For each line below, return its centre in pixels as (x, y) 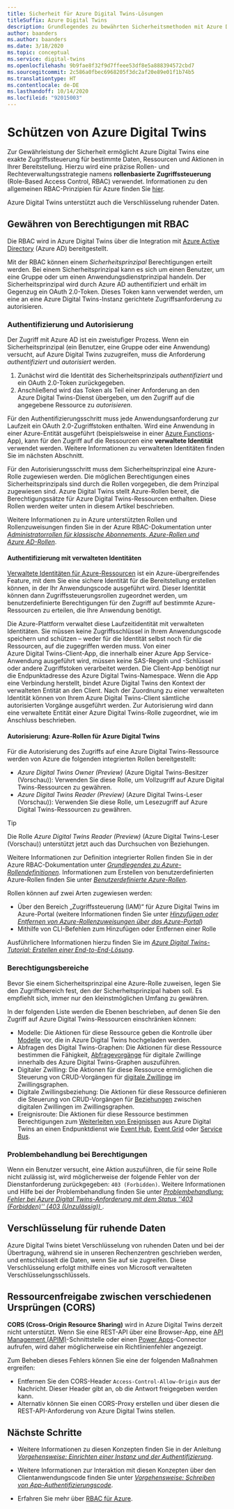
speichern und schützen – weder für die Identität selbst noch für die (104, 639)
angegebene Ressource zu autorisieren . (75, 405)
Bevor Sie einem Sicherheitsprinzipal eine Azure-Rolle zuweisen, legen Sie (114, 983)
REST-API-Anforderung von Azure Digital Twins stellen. (96, 1411)
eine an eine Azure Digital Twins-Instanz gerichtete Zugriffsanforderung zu (115, 299)
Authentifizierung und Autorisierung (70, 324)
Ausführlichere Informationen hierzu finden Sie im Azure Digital (98, 943)
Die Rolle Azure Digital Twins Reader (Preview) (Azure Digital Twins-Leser (113, 837)
